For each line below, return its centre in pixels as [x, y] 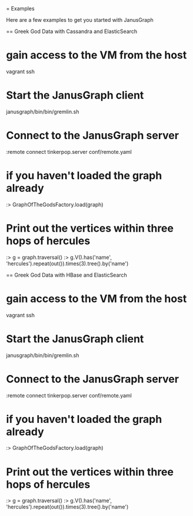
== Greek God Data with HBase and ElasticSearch [67, 275]
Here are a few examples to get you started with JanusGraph [80, 20]
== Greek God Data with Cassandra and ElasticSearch [72, 31]
